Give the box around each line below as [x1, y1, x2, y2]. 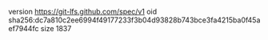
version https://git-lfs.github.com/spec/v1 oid [8, 7, 158, 16]
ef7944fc [8, 24, 39, 33]
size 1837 [40, 24, 72, 33]
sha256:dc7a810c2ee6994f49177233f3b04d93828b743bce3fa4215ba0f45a [8, 15, 261, 25]
